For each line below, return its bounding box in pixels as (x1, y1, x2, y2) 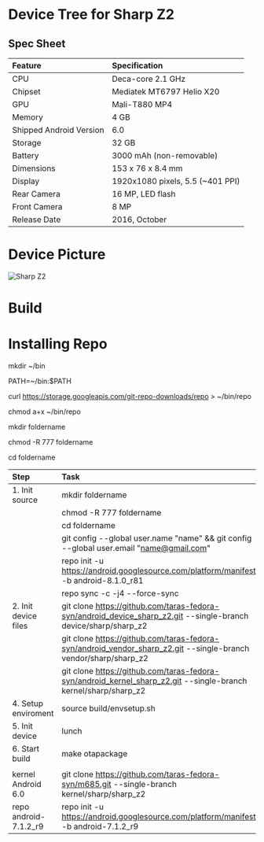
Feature (12, 61, 42, 71)
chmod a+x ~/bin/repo (8, 407, 81, 416)
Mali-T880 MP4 (112, 99, 173, 109)
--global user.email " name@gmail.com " (61, 543, 211, 554)
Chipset (12, 87, 41, 97)
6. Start (12, 744, 40, 755)
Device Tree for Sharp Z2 (8, 6, 175, 24)
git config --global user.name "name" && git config (61, 533, 252, 544)
